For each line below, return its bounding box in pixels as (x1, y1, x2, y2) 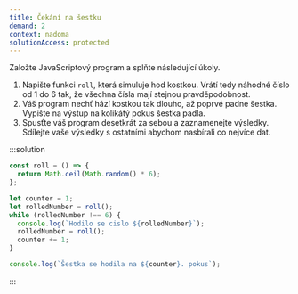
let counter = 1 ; (9, 193, 74, 203)
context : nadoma (9, 29, 69, 38)
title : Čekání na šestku (9, 12, 101, 22)
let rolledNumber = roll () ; (9, 202, 114, 211)
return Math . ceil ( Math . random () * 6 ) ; (17, 170, 162, 179)
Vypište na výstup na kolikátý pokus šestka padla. (21, 108, 206, 118)
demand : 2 (9, 21, 46, 30)
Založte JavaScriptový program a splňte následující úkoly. (9, 62, 221, 73)
